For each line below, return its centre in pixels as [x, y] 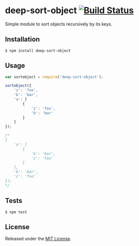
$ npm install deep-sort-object [38, 51]
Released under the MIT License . [38, 239]
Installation [22, 39]
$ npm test [16, 212]
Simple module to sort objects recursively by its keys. [59, 24]
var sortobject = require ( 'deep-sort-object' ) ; [54, 77]
